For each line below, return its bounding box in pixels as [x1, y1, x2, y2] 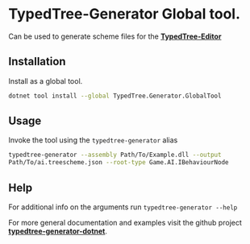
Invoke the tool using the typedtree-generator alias [8, 135, 178, 145]
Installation [8, 55, 66, 68]
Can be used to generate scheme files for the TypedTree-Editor [8, 31, 222, 41]
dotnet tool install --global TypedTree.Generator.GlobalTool [8, 92, 222, 100]
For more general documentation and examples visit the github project [8, 218, 242, 227]
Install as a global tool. [8, 76, 83, 85]
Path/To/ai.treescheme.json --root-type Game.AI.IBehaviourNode [8, 159, 229, 167]
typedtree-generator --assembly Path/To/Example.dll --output [8, 151, 222, 159]
